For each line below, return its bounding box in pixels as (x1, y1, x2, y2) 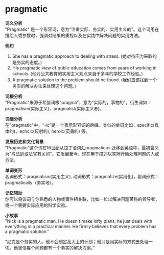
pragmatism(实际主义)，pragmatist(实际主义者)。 (5, 105, 104, 111)
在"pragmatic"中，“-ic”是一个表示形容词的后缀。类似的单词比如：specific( (5, 122, 155, 128)
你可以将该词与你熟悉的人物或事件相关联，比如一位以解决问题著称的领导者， (5, 196, 160, 202)
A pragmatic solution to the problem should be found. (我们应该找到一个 (12, 77, 158, 83)
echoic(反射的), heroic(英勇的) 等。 (19, 128, 90, 134)
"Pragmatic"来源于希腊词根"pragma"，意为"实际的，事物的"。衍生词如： (5, 99, 152, 105)
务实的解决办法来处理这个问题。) (12, 83, 76, 89)
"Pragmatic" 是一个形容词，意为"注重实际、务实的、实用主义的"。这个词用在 (5, 26, 159, 32)
